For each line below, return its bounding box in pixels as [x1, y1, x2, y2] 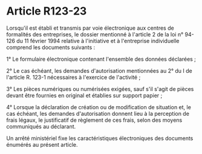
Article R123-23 [6, 4, 87, 18]
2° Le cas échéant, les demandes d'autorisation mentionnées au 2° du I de [6, 67, 192, 74]
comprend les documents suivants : [6, 44, 96, 51]
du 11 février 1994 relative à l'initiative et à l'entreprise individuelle [16, 37, 180, 44]
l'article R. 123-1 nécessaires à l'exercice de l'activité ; [6, 73, 141, 81]
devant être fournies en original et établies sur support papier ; [6, 92, 163, 99]
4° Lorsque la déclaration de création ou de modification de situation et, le [6, 103, 192, 110]
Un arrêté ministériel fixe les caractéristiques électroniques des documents [6, 135, 194, 142]
